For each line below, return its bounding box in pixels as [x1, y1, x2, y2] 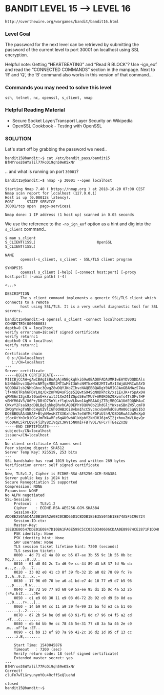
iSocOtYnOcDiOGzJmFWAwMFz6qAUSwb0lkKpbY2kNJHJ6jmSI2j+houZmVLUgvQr [5, 416, 145, 421]
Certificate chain [5, 351, 42, 357]
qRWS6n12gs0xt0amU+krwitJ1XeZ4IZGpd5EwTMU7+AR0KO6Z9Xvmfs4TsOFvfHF [5, 394, 145, 399]
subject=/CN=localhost [5, 429, 51, 433]
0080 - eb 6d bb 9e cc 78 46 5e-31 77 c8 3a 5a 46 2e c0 [14, 622, 132, 626]
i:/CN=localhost [11, 360, 45, 365]
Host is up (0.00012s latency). [5, 195, 71, 200]
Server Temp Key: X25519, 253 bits [5, 450, 78, 455]
